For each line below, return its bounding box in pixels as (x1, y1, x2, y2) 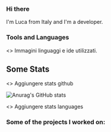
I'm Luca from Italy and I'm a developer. (6, 19, 103, 26)
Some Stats (6, 64, 50, 74)
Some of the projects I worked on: (6, 118, 106, 127)
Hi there (6, 5, 30, 13)
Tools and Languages (6, 33, 69, 42)
